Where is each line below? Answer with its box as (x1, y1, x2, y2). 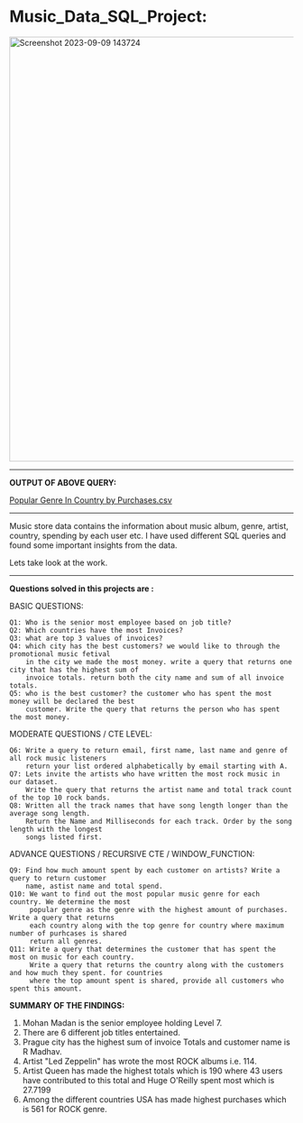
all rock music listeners (9, 753, 106, 762)
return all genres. (29, 936, 103, 945)
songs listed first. (25, 832, 103, 842)
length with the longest (9, 825, 103, 834)
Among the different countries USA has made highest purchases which (22, 1093, 287, 1105)
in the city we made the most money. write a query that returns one (25, 657, 293, 666)
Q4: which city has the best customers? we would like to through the (9, 642, 280, 651)
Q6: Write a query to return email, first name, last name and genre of (9, 745, 289, 754)
